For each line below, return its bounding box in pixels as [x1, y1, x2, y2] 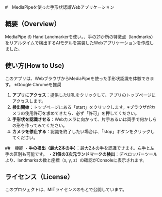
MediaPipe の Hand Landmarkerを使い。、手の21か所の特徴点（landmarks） [5, 34, 156, 39]
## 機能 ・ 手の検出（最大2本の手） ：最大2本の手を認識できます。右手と [5, 145, 150, 151]
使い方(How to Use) [5, 61, 65, 70]
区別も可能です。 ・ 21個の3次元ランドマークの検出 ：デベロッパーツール [13, 151, 158, 157]
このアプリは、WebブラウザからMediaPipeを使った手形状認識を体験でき [5, 75, 150, 81]
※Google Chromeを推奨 [14, 81, 62, 87]
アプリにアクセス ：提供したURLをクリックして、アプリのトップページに [12, 92, 156, 98]
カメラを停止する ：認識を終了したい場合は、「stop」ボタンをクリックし [12, 128, 155, 134]
